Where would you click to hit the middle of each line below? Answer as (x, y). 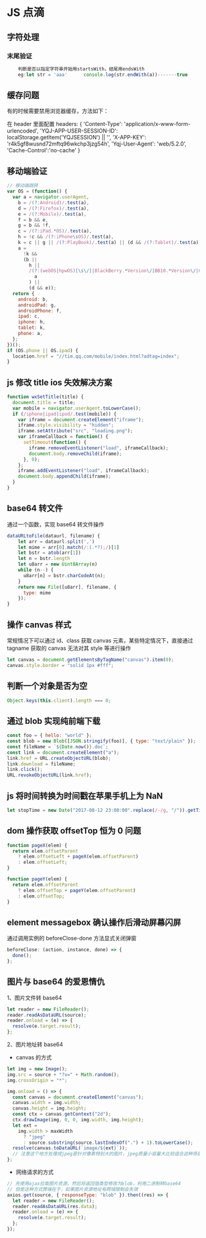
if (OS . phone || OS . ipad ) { (43, 350)
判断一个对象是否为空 (47, 686)
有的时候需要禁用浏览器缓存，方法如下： (58, 111)
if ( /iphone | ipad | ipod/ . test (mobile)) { (64, 414)
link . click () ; (25, 770)
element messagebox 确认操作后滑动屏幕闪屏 (94, 922)
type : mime (37, 593)
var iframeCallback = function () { (63, 437)
